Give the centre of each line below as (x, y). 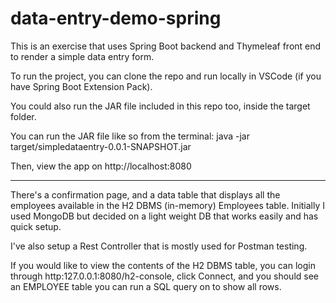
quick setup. (36, 226)
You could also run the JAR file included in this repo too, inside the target (160, 106)
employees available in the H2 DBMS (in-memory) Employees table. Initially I (168, 205)
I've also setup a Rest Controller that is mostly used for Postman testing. (159, 246)
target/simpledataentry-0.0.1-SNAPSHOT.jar (101, 146)
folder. (23, 116)
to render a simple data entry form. (82, 56)
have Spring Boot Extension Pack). (81, 86)
